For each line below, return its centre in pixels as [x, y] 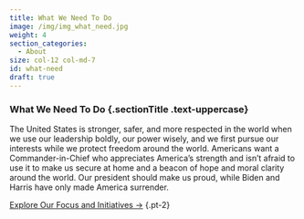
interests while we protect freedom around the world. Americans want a [145, 149]
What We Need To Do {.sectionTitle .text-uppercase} [129, 109]
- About [32, 52]
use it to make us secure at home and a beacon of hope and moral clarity [147, 168]
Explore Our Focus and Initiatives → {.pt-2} [90, 205]
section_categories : [49, 43]
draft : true [32, 78]
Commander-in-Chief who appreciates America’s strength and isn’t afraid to [152, 158]
